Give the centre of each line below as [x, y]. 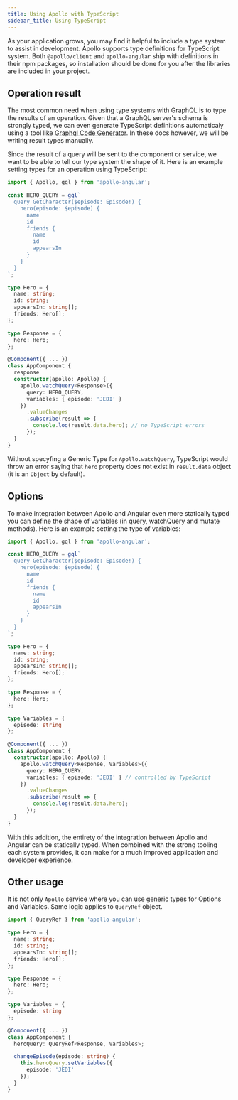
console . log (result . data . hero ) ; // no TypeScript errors [119, 426]
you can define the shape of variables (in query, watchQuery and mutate [114, 521]
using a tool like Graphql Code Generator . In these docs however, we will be [118, 133]
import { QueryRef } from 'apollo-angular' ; [74, 920]
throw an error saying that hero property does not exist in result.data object [119, 466]
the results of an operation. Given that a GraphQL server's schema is [108, 118]
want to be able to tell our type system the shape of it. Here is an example [115, 162]
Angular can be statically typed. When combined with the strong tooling [113, 845]
